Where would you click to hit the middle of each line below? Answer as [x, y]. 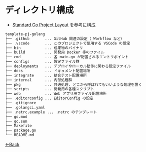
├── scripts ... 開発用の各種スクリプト [50, 89]
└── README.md [20, 135]
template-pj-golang [25, 34]
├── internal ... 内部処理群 [39, 80]
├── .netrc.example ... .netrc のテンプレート [51, 112]
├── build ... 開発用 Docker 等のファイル [55, 52]
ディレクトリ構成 [39, 10]
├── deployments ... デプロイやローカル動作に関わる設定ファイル [68, 66]
